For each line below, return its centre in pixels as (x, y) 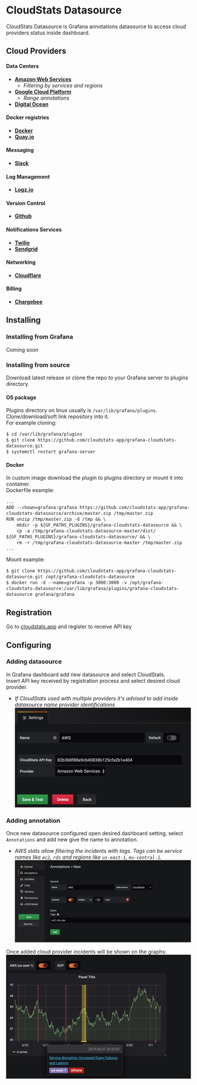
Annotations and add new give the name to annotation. (72, 840)
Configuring (29, 645)
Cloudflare (28, 275)
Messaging (20, 150)
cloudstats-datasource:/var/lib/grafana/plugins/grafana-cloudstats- (93, 589)
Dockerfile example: (30, 490)
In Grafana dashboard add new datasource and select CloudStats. (86, 674)
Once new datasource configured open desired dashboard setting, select (95, 833)
